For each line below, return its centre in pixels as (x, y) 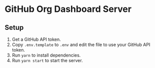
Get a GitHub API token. (36, 39)
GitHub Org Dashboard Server (68, 9)
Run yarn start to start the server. (47, 60)
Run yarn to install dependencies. (46, 55)
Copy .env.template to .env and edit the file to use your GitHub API (81, 45)
